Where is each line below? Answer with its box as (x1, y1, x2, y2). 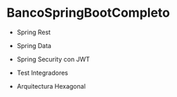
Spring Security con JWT (16, 54, 91, 64)
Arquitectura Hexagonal (16, 82, 86, 90)
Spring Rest (16, 28, 51, 36)
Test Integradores (16, 68, 68, 77)
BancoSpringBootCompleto (6, 5, 170, 21)
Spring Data (16, 41, 52, 50)
